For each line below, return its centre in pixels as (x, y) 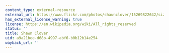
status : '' (17, 29)
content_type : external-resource (40, 10)
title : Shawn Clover (27, 33)
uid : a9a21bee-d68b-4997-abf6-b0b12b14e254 (52, 38)
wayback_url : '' (22, 43)
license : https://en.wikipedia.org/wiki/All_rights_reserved (71, 24)
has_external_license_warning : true (44, 19)
